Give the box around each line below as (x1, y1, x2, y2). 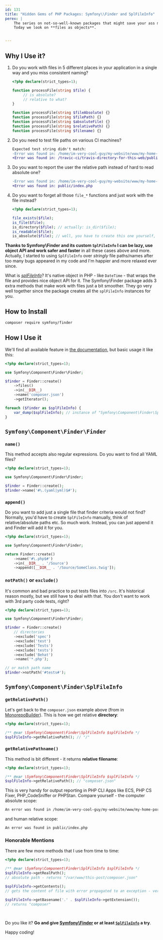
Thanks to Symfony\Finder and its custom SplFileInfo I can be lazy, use (5, 243, 153, 248)
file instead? (12, 197, 37, 203)
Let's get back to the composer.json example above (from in (5, 707, 124, 712)
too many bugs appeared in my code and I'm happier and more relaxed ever (5, 258, 157, 264)
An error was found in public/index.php (5, 825, 88, 831)
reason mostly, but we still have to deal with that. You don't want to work (5, 593, 150, 599)
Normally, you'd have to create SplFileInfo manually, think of (5, 514, 128, 520)
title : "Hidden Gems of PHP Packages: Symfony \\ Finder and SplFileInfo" (5, 12, 155, 17)
